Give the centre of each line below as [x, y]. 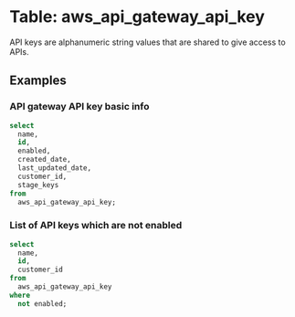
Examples [38, 81]
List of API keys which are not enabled [96, 226]
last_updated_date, [55, 168]
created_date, [44, 160]
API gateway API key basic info [79, 107]
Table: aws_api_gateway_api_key [137, 17]
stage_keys [38, 185]
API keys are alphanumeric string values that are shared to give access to [147, 42]
